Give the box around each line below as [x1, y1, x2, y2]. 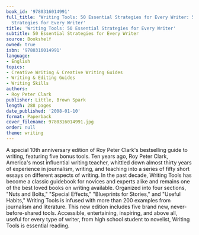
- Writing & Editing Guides [6, 75, 76, 81]
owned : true [6, 42, 36, 48]
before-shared [6, 209, 41, 217]
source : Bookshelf [6, 36, 52, 42]
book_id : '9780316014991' [6, 8, 70, 15]
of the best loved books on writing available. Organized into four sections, [6, 184, 187, 191]
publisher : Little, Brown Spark [6, 97, 86, 103]
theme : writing [6, 130, 44, 136]
